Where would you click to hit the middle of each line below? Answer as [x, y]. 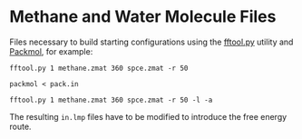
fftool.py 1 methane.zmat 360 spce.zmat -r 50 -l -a [111, 100]
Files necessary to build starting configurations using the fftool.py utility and [151, 42]
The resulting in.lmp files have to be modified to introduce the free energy [148, 116]
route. [20, 126]
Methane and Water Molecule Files [143, 17]
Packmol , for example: [51, 51]
